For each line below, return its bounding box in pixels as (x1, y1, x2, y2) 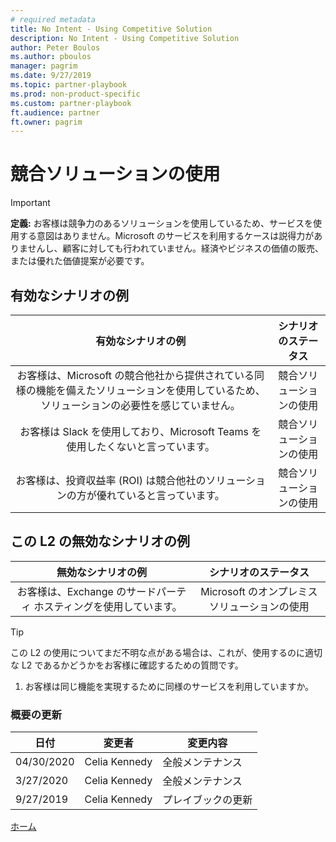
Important (10, 197, 51, 209)
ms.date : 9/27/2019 (10, 71, 92, 81)
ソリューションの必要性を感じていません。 (40, 399, 241, 412)
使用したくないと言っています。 (66, 440, 216, 453)
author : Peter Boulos (10, 42, 101, 53)
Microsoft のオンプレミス (200, 584, 318, 598)
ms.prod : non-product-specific (10, 89, 141, 99)
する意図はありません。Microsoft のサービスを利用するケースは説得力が (18, 230, 315, 242)
